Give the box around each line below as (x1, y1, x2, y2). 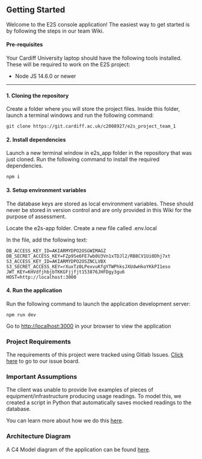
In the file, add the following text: (6, 236, 88, 243)
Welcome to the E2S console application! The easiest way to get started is (6, 20, 190, 28)
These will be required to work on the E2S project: (6, 61, 130, 68)
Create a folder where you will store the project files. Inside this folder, (6, 105, 180, 113)
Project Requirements (6, 337, 71, 346)
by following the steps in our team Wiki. (6, 27, 104, 34)
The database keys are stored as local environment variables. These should (6, 200, 194, 207)
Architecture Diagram (6, 432, 71, 440)
